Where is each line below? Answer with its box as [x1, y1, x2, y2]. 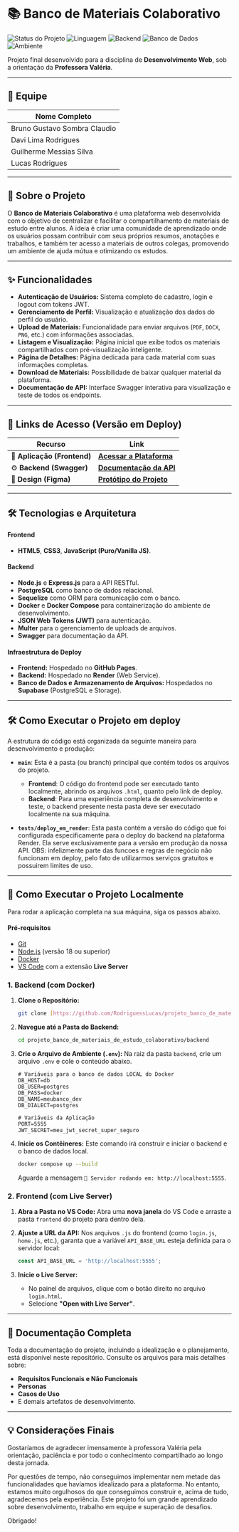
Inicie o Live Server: [17, 1271, 78, 1279]
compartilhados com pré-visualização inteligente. [17, 346, 164, 354]
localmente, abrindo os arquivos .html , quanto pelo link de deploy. [28, 787, 223, 796]
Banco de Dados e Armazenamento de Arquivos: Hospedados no [17, 679, 213, 687]
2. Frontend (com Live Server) [7, 1191, 112, 1201]
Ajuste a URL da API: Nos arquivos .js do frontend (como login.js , [17, 1229, 217, 1237]
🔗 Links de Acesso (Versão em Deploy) [7, 418, 182, 430]
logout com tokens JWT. [17, 300, 90, 309]
